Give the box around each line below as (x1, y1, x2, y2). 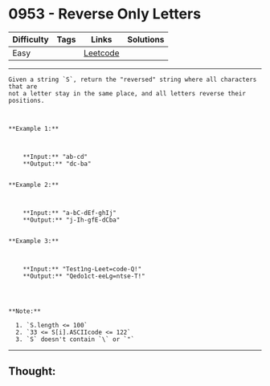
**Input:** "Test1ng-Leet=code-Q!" (22, 265, 142, 273)
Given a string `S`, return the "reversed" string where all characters (8, 75, 257, 83)
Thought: (8, 364, 56, 378)
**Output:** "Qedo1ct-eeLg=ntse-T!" (22, 272, 146, 280)
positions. (8, 96, 45, 104)
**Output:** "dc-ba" (22, 160, 92, 168)
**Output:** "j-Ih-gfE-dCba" (22, 216, 121, 224)
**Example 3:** (8, 237, 59, 245)
